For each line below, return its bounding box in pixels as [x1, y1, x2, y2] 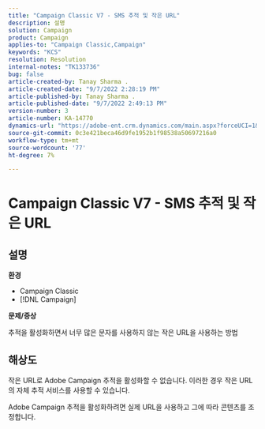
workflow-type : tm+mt [8, 136, 80, 145]
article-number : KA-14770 [8, 115, 93, 122]
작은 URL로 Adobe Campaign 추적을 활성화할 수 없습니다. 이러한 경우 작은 [8, 376, 238, 386]
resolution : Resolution [8, 56, 87, 64]
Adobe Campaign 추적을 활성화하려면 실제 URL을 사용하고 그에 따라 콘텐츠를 [8, 402, 247, 412]
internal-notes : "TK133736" [8, 63, 101, 71]
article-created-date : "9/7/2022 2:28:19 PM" [8, 85, 160, 93]
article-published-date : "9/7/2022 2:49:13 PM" [8, 100, 168, 107]
